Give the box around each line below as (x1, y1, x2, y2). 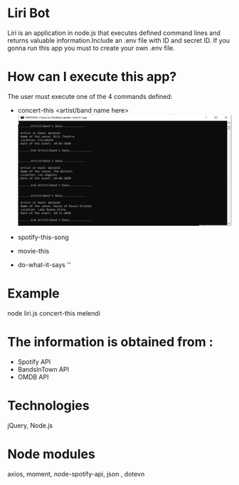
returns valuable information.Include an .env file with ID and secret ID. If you (7, 36, 230, 44)
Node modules (7, 446, 96, 462)
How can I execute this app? (7, 69, 177, 85)
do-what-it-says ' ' (17, 260, 71, 268)
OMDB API (17, 372, 49, 381)
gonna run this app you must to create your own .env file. (7, 43, 176, 52)
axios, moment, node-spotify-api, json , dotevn (7, 469, 145, 478)
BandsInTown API (17, 365, 70, 373)
